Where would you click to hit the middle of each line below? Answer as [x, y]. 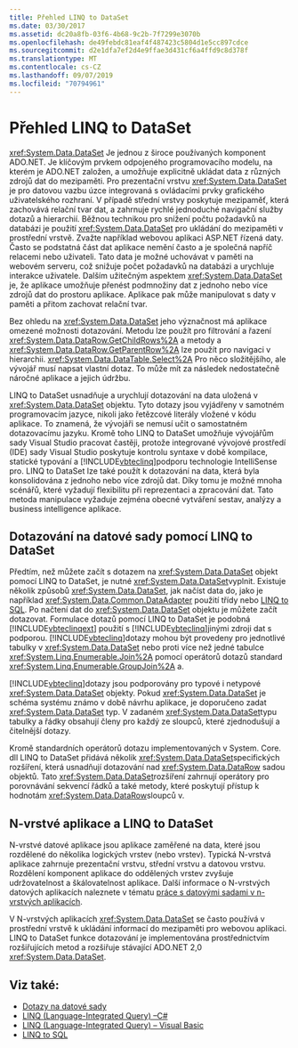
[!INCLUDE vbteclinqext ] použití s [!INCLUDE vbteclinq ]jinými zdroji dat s [141, 629]
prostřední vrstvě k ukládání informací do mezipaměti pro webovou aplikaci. [148, 929]
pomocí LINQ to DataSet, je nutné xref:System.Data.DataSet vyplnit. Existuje [148, 581]
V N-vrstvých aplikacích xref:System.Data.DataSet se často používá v [137, 919]
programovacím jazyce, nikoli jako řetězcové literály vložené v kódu [133, 414]
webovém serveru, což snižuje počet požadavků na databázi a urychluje [142, 266]
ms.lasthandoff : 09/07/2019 [61, 76]
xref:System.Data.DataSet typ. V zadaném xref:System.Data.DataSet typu [143, 712]
